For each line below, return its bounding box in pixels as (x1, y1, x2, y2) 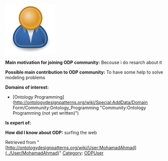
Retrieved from (5, 139, 36, 145)
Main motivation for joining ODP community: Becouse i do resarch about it (5, 59, 162, 65)
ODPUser (84, 150, 104, 156)
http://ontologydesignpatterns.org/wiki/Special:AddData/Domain (14, 100, 148, 105)
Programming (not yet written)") (12, 110, 79, 116)
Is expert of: (5, 120, 31, 126)
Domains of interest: (5, 85, 49, 90)
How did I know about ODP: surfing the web (5, 130, 97, 135)
